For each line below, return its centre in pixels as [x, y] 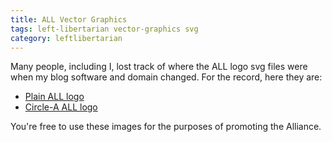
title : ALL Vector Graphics [69, 19]
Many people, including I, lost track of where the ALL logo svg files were [159, 67]
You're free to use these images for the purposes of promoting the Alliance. [166, 127]
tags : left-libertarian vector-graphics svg [104, 29]
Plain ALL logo [54, 97]
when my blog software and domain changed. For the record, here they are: [166, 77]
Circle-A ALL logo [61, 107]
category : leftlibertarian [66, 38]
